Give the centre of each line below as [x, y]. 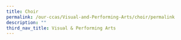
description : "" [26, 22]
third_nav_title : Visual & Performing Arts [61, 28]
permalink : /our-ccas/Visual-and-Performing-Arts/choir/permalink [90, 17]
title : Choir [22, 11]
